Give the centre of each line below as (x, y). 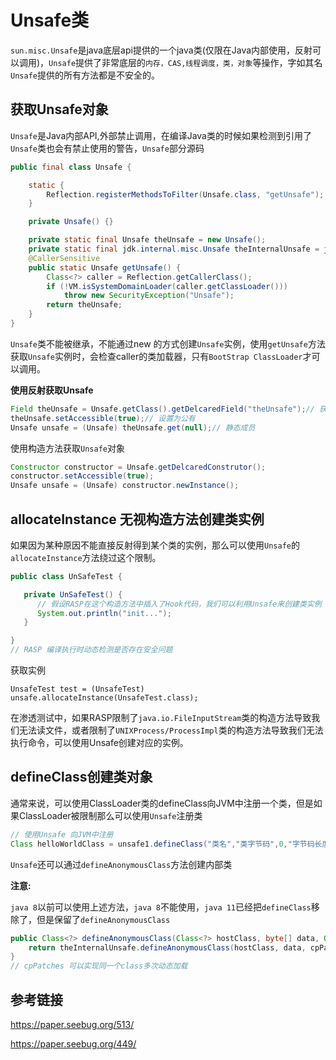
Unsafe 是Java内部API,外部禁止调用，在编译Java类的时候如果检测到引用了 (161, 135)
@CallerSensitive (64, 258)
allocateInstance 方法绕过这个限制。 (86, 557)
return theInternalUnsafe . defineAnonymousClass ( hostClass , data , (167, 947)
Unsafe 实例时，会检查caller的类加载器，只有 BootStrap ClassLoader (165, 356)
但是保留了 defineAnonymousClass (103, 919)
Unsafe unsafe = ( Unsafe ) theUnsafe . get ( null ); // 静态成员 (133, 427)
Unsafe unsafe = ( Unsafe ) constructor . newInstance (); (125, 486)
